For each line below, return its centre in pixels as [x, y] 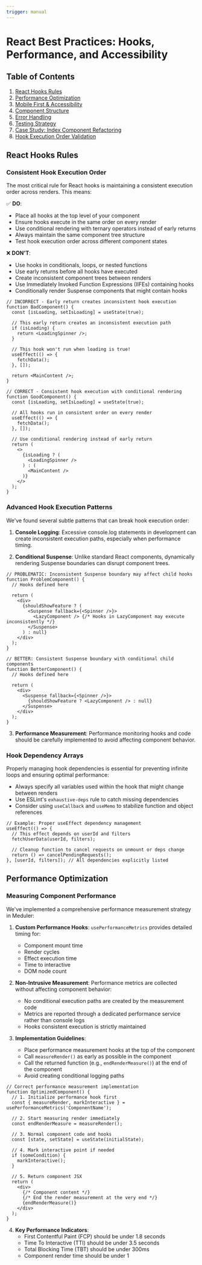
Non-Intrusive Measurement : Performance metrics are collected [96, 982]
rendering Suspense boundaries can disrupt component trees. [92, 563]
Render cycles [42, 952]
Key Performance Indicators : [52, 1230]
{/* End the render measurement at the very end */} [90, 1197]
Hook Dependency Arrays [45, 755]
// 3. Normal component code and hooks [62, 1134]
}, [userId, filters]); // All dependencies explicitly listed [87, 860]
